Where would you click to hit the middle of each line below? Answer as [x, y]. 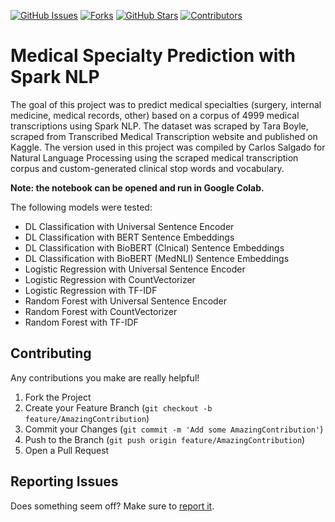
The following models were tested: [81, 207]
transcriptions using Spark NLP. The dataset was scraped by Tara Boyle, [159, 126]
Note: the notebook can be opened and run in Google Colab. [137, 187]
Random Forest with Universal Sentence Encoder [126, 301]
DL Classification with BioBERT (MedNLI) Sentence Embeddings [157, 258]
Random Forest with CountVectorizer [101, 311]
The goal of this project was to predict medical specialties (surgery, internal [166, 104]
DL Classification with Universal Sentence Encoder [129, 226]
